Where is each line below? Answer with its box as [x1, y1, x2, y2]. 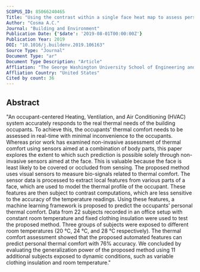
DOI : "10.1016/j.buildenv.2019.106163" [6, 42, 105, 48]
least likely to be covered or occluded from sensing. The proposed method [6, 163, 189, 171]
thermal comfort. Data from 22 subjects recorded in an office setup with [6, 208, 183, 215]
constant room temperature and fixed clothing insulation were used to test [6, 214, 188, 221]
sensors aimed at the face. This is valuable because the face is [27, 157, 182, 165]
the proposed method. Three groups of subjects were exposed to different [6, 221, 189, 228]
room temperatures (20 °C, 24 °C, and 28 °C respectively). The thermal [6, 227, 182, 234]
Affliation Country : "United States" [6, 70, 100, 76]
